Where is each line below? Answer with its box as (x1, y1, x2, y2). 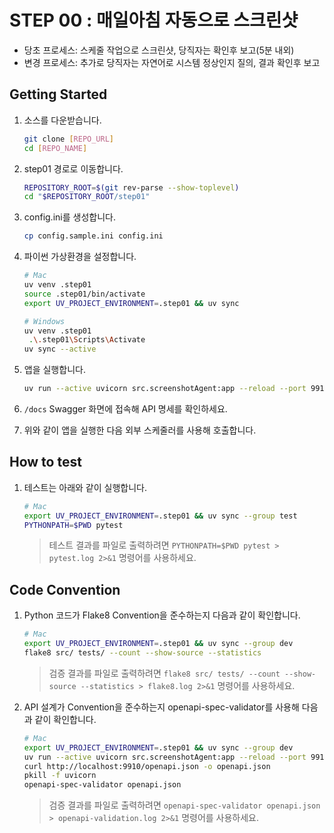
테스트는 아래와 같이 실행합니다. (23, 481, 147, 493)
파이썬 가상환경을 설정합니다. (23, 251, 137, 263)
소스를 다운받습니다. (23, 114, 102, 126)
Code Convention (9, 581, 121, 598)
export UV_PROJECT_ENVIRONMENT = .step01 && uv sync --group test (23, 511, 298, 521)
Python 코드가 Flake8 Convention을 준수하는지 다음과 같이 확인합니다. (23, 609, 301, 621)
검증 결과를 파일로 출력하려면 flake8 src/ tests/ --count (48, 667, 281, 679)
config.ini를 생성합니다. (23, 211, 116, 223)
